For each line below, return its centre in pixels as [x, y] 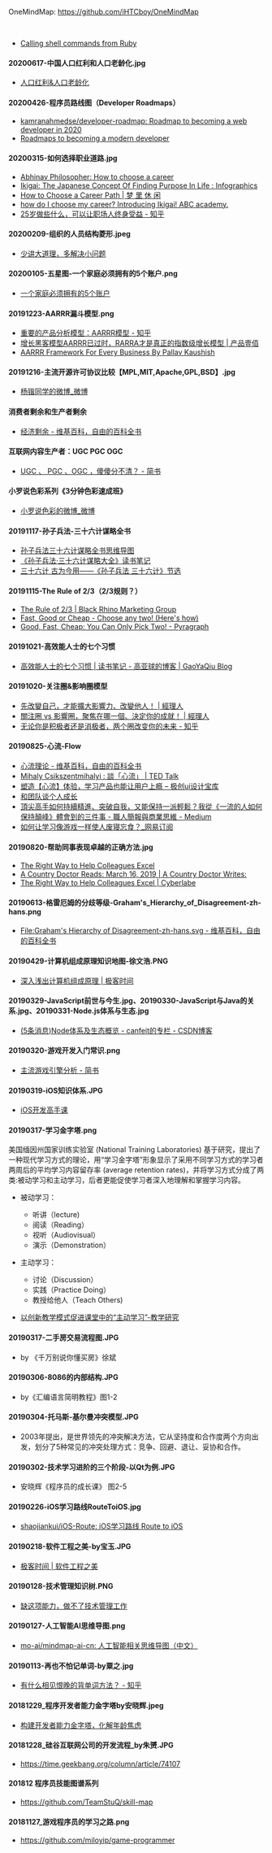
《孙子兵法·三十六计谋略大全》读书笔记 [85, 561]
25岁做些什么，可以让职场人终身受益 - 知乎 [92, 214]
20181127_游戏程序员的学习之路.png [69, 1821]
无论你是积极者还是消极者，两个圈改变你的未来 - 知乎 [109, 726]
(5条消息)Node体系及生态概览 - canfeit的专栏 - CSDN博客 [116, 1030]
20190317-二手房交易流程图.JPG [64, 1338]
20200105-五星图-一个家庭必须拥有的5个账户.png [93, 274]
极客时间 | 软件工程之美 [59, 1566]
